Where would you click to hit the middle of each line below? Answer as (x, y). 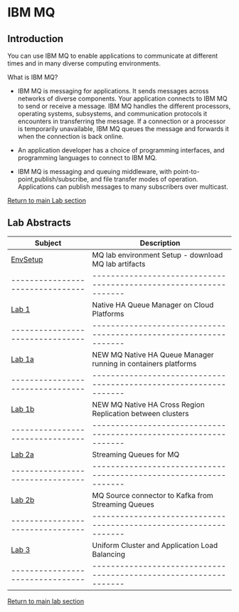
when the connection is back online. (71, 136)
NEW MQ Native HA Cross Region (148, 405)
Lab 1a (22, 359)
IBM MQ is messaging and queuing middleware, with (95, 171)
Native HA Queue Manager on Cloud (153, 305)
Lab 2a (22, 455)
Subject (48, 243)
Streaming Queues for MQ (136, 455)
